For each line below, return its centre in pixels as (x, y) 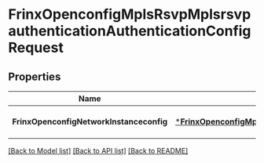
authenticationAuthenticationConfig (130, 31)
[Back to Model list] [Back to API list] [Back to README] (98, 151)
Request (36, 48)
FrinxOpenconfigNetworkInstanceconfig (90, 121)
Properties (35, 76)
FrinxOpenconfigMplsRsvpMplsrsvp (130, 14)
